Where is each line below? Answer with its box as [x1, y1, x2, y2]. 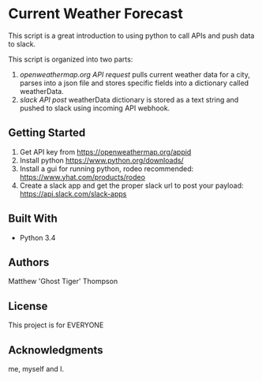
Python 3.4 [19, 233, 56, 242]
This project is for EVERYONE [8, 320, 104, 330]
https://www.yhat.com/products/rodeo [19, 172, 146, 181]
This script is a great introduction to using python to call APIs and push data [8, 31, 255, 40]
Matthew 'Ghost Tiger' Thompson [8, 277, 118, 286]
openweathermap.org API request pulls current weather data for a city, [19, 69, 250, 79]
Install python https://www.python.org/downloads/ [19, 155, 184, 165]
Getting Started [8, 126, 86, 140]
